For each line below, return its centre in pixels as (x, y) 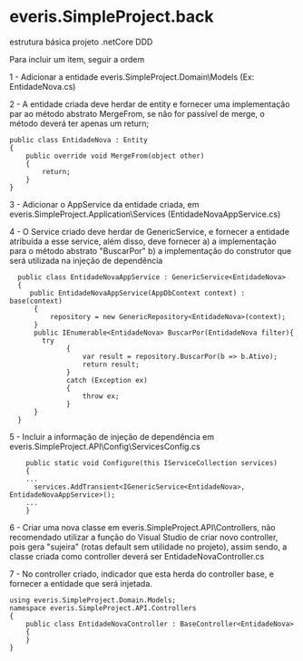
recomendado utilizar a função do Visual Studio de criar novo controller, (144, 537)
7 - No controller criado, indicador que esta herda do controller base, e (142, 574)
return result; (111, 365)
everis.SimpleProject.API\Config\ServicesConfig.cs (105, 446)
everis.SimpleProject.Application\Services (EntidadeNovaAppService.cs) (145, 214)
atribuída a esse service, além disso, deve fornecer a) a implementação (143, 241)
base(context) (36, 301)
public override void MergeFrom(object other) (115, 156)
